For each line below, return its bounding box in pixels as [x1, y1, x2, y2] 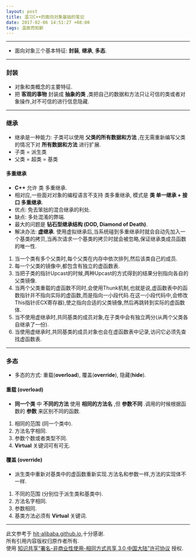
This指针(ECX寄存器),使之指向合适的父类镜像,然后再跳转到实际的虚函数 [14, 299, 185, 306]
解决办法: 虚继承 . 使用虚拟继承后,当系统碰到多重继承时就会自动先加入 [14, 228, 181, 235]
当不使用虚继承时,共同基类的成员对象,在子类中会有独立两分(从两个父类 [14, 314, 183, 321]
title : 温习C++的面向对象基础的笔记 [6, 14, 85, 20]
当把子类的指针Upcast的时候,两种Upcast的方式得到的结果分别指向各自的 [14, 270, 188, 277]
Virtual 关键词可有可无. [14, 442, 71, 449]
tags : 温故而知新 [6, 25, 44, 31]
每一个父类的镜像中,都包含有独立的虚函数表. [14, 263, 120, 270]
